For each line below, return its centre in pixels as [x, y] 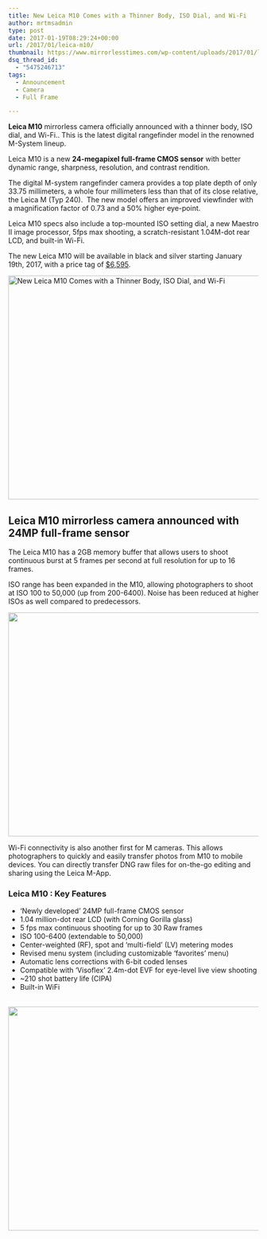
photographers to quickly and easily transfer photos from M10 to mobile [126, 856]
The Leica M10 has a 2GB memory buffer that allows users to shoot [118, 552]
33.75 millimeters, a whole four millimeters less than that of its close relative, [133, 191]
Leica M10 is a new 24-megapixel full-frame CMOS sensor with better [124, 159]
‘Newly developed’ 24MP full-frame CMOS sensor [102, 911]
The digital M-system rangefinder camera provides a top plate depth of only [133, 183]
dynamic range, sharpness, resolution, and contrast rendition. [109, 167]
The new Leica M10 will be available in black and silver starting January [125, 256]
